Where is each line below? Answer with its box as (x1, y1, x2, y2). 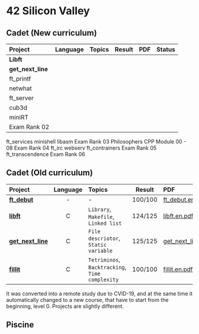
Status (156, 46, 176, 53)
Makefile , (88, 212, 114, 221)
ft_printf (9, 75, 31, 82)
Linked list (88, 220, 122, 227)
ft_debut (9, 195, 34, 203)
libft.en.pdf (163, 212, 194, 220)
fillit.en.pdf (163, 265, 193, 273)
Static (88, 241, 107, 248)
